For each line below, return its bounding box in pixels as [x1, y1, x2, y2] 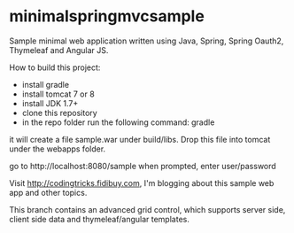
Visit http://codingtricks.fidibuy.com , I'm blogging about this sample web [9, 177, 275, 188]
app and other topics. [9, 187, 88, 198]
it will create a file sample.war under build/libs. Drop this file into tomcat [9, 134, 271, 144]
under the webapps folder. [9, 144, 106, 154]
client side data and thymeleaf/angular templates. [9, 214, 190, 224]
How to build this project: [9, 62, 101, 73]
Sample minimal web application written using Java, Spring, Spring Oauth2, [9, 35, 284, 46]
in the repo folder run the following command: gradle [21, 117, 215, 128]
